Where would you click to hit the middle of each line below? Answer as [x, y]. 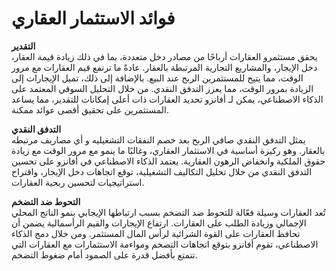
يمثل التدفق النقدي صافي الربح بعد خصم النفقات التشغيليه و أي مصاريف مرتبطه [158, 139]
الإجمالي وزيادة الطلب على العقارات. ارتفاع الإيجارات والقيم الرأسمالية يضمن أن [159, 223]
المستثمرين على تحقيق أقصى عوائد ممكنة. [90, 109]
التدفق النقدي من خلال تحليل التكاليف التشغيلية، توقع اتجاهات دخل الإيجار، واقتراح [162, 171]
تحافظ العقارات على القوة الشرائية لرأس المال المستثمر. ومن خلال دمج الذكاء [156, 233]
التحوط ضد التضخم [46, 201]
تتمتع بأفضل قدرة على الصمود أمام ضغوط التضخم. [104, 254]
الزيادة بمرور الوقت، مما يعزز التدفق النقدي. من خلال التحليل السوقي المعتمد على [162, 88]
